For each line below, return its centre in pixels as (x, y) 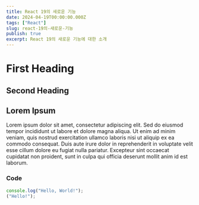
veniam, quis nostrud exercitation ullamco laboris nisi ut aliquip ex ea (90, 138)
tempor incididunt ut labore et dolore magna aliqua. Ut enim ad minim (91, 131)
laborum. (17, 163)
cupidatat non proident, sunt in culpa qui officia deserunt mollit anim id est (97, 157)
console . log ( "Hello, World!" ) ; (45, 191)
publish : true (24, 34)
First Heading (40, 69)
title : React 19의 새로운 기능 (41, 12)
